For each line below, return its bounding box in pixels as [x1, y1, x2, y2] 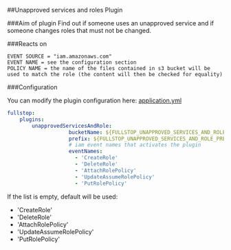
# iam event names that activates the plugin [68, 141, 201, 148]
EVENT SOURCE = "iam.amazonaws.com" [7, 53, 112, 60]
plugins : [19, 116, 45, 123]
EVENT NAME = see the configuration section [7, 59, 137, 66]
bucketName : [68, 128, 103, 136]
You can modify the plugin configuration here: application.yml [7, 96, 182, 104]
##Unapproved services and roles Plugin [7, 6, 123, 14]
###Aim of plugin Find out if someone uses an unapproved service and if [7, 19, 214, 27]
